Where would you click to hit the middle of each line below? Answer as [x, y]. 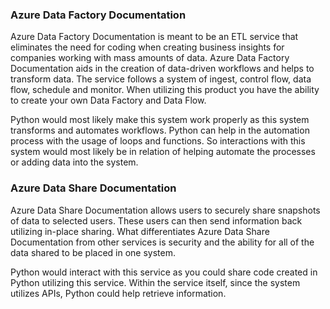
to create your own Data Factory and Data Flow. [108, 100]
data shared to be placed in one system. [93, 252]
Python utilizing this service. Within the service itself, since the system [155, 282]
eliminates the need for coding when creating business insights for [147, 47]
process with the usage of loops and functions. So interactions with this [158, 141]
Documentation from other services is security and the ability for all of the [162, 242]
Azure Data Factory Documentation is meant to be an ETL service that [154, 37]
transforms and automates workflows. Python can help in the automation [160, 130]
